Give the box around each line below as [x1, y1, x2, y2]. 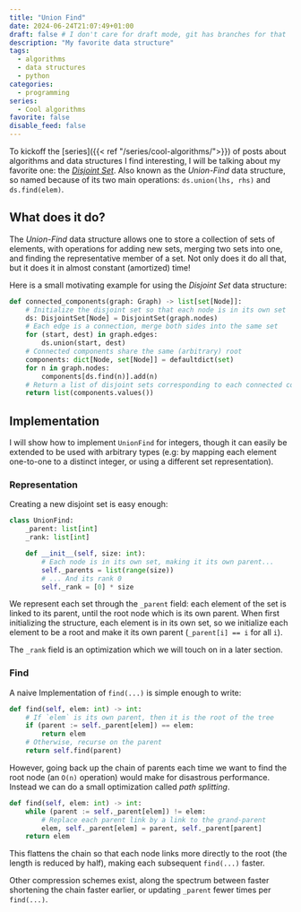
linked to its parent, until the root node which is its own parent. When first [9, 608, 279, 619]
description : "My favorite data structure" [9, 38, 175, 47]
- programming [17, 88, 70, 97]
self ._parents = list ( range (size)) [41, 565, 175, 574]
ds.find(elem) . [9, 185, 64, 194]
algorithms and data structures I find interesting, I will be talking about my [9, 156, 280, 166]
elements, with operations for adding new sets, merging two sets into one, [9, 243, 283, 254]
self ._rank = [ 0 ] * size [41, 582, 134, 591]
